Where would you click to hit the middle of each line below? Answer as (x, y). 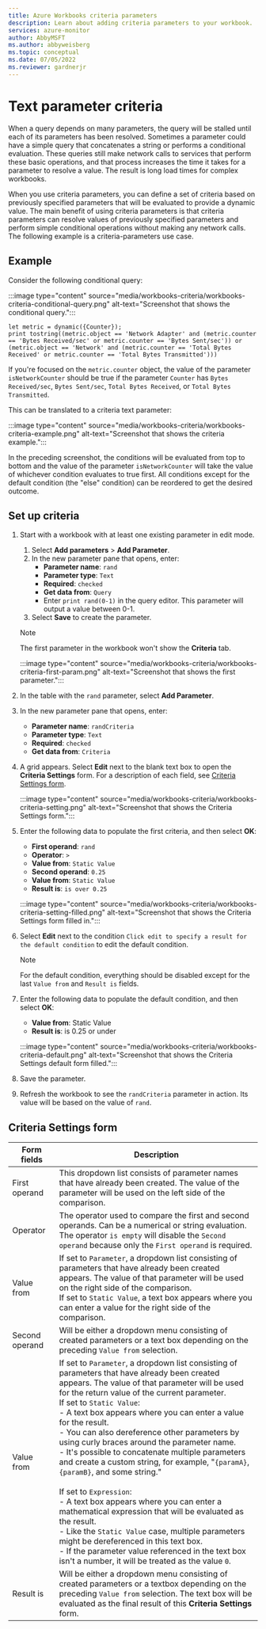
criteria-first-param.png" (60, 672)
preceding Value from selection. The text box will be (156, 1594)
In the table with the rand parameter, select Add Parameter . (117, 696)
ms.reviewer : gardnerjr (47, 67)
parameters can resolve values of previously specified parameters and (123, 219)
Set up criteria (44, 516)
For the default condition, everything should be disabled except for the (135, 976)
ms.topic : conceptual (44, 52)
